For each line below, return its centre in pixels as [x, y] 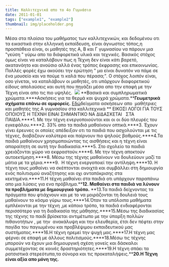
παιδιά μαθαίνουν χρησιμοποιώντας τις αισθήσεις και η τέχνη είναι [76, 141]
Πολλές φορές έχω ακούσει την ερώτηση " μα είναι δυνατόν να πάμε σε [82, 71]
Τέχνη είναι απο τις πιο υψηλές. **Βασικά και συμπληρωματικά [76, 93]
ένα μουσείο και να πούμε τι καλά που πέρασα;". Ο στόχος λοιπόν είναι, [81, 76]
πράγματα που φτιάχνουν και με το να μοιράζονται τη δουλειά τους [77, 195]
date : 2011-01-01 [23, 15]
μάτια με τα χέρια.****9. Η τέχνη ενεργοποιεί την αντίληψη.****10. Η [81, 163]
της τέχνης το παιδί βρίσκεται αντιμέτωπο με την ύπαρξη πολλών [74, 216]
